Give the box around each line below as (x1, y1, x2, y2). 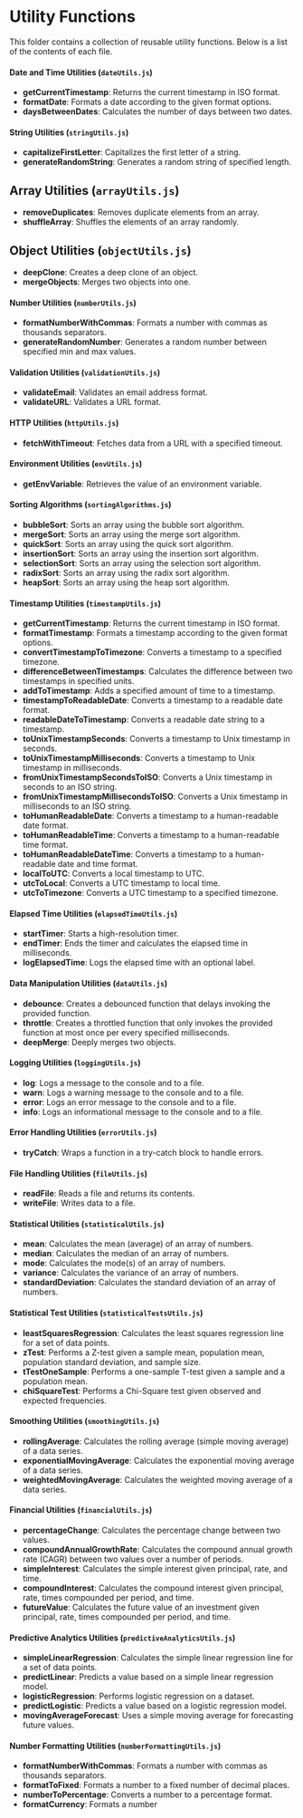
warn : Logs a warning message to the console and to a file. (22, 1087, 244, 1098)
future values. (22, 1719, 75, 1731)
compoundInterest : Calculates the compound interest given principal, (22, 1582, 284, 1593)
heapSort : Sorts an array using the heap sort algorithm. (22, 577, 231, 588)
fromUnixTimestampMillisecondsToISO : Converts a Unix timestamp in (22, 791, 288, 803)
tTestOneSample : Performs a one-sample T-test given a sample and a (22, 1366, 286, 1377)
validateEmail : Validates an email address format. (22, 387, 208, 398)
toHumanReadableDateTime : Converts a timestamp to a (22, 849, 233, 860)
